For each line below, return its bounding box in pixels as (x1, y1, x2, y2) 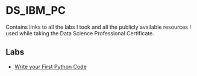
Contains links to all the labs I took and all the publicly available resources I (5, 23, 191, 31)
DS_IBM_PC (5, 4, 66, 17)
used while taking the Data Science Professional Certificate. (5, 29, 154, 37)
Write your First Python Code (14, 63, 87, 70)
